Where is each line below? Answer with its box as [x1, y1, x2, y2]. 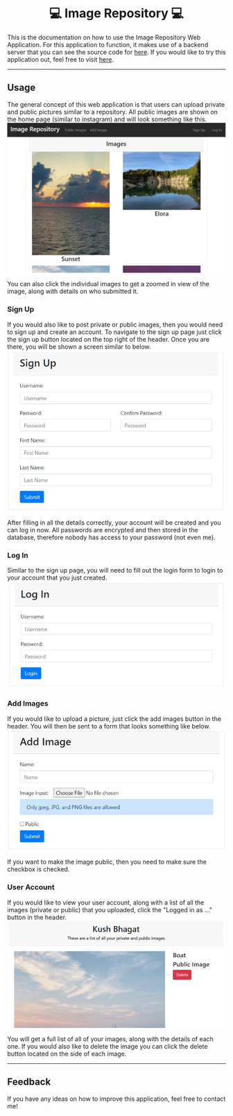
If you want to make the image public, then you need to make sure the [7, 857, 207, 866]
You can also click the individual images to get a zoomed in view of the [7, 280, 209, 288]
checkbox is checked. [7, 865, 70, 873]
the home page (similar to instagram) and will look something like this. [7, 115, 207, 123]
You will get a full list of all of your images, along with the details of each [7, 1034, 214, 1043]
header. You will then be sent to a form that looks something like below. [7, 722, 211, 730]
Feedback [7, 1076, 51, 1088]
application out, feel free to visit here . [7, 55, 114, 63]
